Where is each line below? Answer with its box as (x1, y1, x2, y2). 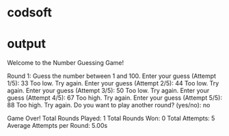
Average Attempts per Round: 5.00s (7, 122, 108, 130)
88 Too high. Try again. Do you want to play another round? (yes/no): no (7, 101, 211, 109)
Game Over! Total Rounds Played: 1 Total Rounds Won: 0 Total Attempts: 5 (7, 114, 215, 122)
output (7, 36, 46, 52)
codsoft (7, 5, 53, 21)
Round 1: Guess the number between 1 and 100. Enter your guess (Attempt (7, 72, 217, 80)
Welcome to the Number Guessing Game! (7, 59, 124, 67)
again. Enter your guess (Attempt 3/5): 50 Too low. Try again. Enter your (7, 87, 210, 95)
